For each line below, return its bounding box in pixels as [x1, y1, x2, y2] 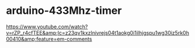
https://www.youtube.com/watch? [6, 23, 88, 30]
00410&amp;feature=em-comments [6, 35, 92, 42]
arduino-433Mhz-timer [6, 4, 122, 17]
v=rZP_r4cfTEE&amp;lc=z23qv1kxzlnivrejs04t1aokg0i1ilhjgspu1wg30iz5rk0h [6, 29, 190, 36]
